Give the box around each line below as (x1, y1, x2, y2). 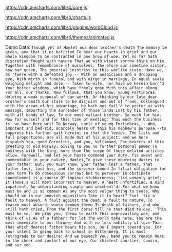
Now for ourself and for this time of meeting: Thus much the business (5, 117, 162, 122)
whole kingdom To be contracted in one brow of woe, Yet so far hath (5, 54, 158, 59)
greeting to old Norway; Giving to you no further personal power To (5, 144, 158, 149)
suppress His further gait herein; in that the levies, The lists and (5, 130, 160, 135)
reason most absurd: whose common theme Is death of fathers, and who (5, 202, 160, 207)
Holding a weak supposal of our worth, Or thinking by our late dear (5, 94, 158, 100)
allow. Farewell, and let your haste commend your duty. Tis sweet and (5, 153, 162, 158)
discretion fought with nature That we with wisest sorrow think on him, (5, 59, 167, 64)
